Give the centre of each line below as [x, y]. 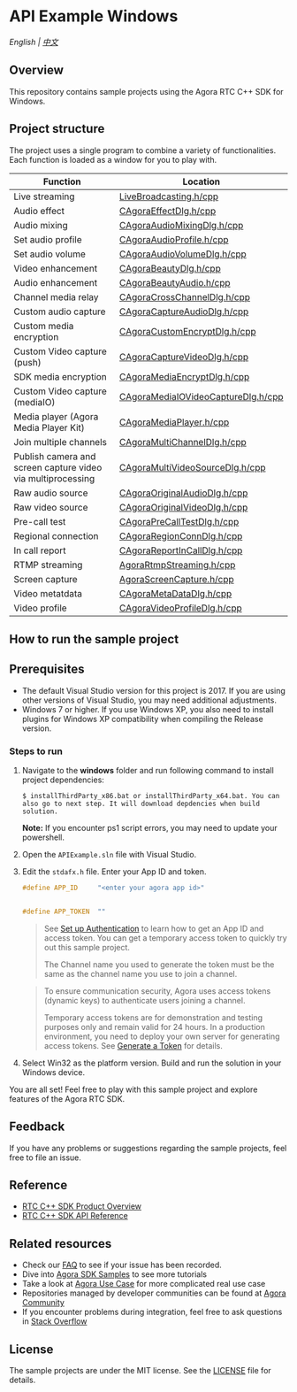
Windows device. [53, 1072]
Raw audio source [51, 493]
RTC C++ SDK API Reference [75, 1216]
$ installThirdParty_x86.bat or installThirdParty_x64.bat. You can [151, 796]
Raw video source [51, 507]
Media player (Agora [56, 416]
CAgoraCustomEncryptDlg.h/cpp [187, 331]
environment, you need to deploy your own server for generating [162, 1036]
